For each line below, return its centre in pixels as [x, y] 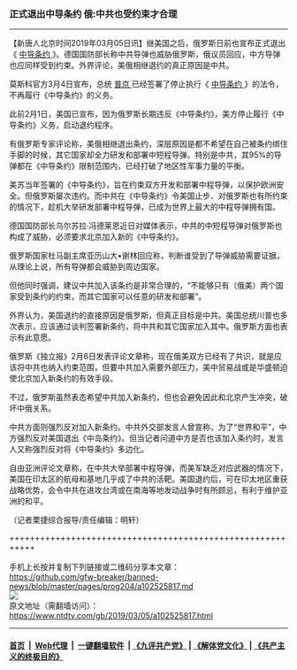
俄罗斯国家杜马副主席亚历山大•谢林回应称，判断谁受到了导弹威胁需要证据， [147, 256]
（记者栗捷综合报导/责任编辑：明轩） [76, 520]
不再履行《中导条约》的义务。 [63, 96]
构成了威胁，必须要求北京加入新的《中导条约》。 [96, 237]
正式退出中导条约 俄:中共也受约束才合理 [93, 13]
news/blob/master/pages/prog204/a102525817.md [101, 587]
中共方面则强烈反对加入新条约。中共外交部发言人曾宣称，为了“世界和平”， [145, 427]
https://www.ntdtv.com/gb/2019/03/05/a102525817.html [111, 616]
